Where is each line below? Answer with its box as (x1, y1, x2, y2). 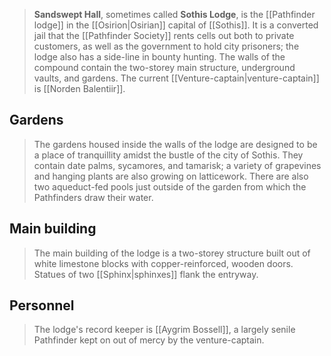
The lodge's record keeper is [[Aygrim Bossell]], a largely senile (33, 324, 296, 336)
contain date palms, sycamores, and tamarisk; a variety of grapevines (33, 159, 322, 171)
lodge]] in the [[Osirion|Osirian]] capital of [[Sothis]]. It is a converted (33, 19, 319, 31)
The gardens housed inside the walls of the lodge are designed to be (33, 138, 318, 150)
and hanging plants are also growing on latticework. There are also (33, 170, 309, 182)
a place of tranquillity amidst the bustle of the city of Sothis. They (33, 149, 304, 161)
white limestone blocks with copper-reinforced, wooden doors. (33, 257, 294, 269)
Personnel (9, 297, 75, 314)
